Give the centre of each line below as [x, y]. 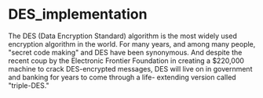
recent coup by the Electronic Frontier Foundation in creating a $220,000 [126, 61]
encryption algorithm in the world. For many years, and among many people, [132, 44]
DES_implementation [78, 14]
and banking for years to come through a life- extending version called [122, 77]
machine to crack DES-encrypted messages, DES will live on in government [130, 68]
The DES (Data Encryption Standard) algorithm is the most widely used [122, 36]
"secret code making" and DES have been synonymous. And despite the [125, 52]
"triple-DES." [29, 85]
